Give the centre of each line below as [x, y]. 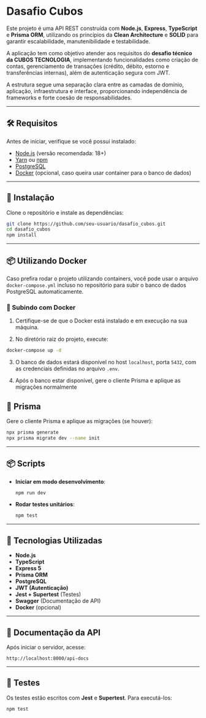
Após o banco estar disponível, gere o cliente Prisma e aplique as [98, 381]
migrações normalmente [46, 387]
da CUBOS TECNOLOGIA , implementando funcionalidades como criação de [102, 59]
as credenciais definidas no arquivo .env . [67, 369]
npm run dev [30, 493]
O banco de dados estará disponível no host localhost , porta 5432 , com [105, 362]
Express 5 [28, 568]
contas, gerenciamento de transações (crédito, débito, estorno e [88, 66]
